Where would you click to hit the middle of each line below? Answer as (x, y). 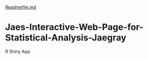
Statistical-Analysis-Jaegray (66, 38)
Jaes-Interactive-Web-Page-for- (74, 27)
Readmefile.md (21, 7)
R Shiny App (18, 51)
